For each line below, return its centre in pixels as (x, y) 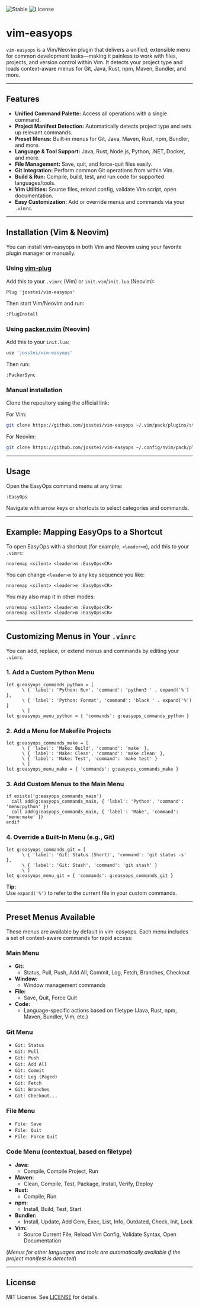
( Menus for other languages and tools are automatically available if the (93, 1252)
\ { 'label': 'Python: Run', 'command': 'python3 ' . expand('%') (105, 690)
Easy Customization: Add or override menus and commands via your (99, 201)
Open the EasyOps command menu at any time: (64, 486)
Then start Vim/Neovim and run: (45, 303)
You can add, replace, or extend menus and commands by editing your (93, 651)
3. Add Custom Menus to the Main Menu (65, 784)
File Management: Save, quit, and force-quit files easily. (84, 164)
